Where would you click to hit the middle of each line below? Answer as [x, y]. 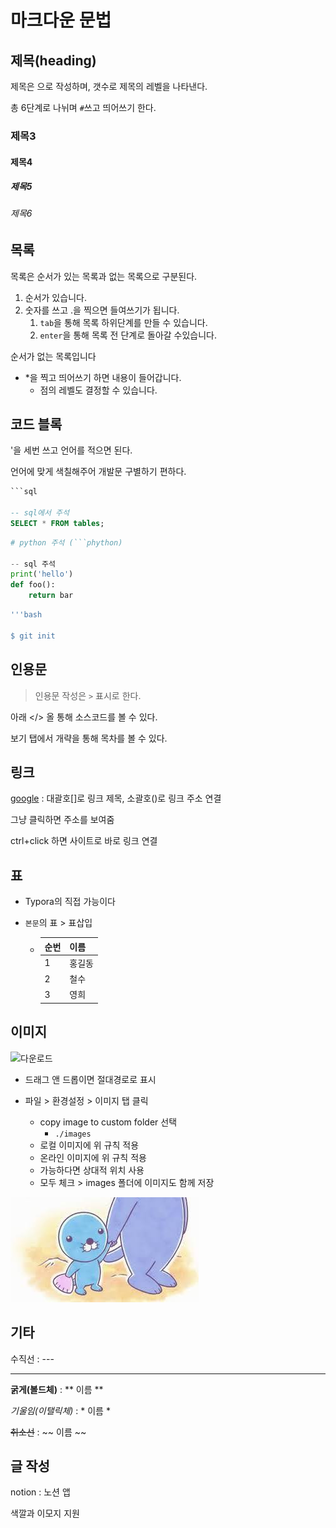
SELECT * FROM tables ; [57, 523]
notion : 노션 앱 [40, 1492]
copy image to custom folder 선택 [108, 1122]
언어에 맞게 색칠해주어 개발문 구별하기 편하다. [98, 472]
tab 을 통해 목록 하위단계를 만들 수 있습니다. [123, 322]
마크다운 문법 [61, 20]
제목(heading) [53, 60]
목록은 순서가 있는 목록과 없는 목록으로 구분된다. [104, 276]
